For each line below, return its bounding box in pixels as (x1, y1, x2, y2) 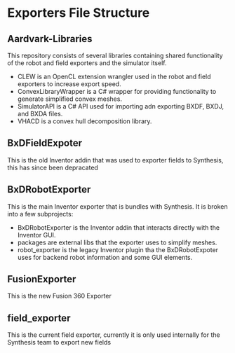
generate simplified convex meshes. (17, 95, 123, 103)
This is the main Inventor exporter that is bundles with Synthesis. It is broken (7, 202, 228, 211)
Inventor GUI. (17, 230, 56, 239)
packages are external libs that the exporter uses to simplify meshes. (17, 238, 217, 247)
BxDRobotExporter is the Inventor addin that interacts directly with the (17, 223, 220, 232)
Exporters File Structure (7, 5, 150, 21)
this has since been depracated (7, 163, 98, 172)
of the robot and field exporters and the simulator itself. (7, 59, 167, 67)
